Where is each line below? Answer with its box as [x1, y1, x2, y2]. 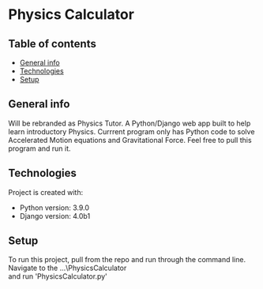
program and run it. [8, 144, 71, 153]
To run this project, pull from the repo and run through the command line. [8, 255, 246, 265]
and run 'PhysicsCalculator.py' [8, 272, 108, 281]
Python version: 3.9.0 [19, 203, 89, 212]
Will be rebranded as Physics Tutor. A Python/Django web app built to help [8, 118, 251, 128]
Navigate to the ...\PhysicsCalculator [8, 263, 127, 273]
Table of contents [8, 37, 96, 51]
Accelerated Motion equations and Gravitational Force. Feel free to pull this [8, 135, 252, 144]
